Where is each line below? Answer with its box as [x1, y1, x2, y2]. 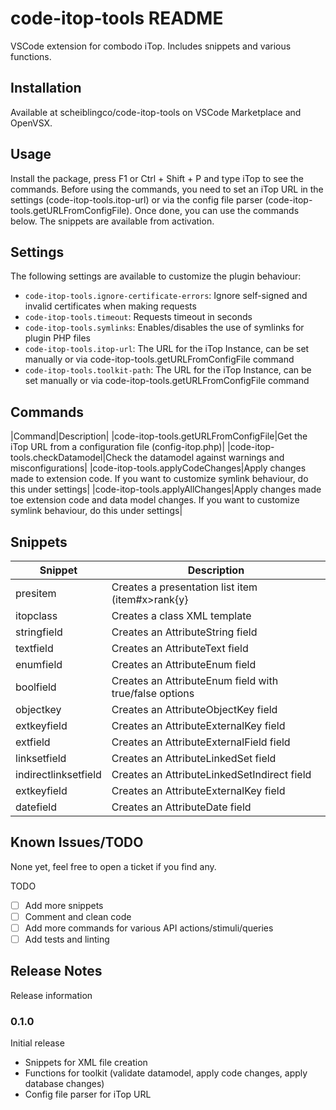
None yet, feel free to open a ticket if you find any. [10, 860, 217, 872]
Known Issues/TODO [10, 834, 144, 851]
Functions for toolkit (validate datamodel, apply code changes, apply [24, 1067, 308, 1079]
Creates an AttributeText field [111, 642, 249, 655]
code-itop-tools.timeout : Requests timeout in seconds [24, 311, 253, 323]
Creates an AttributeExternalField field [111, 735, 291, 749]
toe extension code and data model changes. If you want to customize [10, 494, 300, 506]
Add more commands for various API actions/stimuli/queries [24, 922, 274, 934]
